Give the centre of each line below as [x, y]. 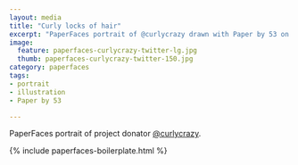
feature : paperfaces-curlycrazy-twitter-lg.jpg [108, 51]
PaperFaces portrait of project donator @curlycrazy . [105, 134]
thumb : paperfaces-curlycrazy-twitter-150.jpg [105, 59]
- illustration [37, 92]
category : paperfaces [50, 68]
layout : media [36, 17]
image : [21, 42]
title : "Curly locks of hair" [66, 26]
